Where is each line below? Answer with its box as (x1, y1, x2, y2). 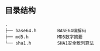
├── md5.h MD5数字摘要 (5, 34, 83, 40)
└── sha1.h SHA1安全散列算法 (5, 40, 94, 46)
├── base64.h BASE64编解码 (5, 28, 87, 33)
